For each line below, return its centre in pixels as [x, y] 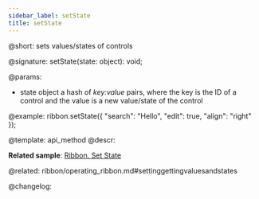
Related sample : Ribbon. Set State [65, 155]
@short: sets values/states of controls [71, 45]
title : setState [35, 23]
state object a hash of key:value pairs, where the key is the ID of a [128, 92]
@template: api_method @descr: [62, 139]
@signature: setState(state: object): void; [76, 61]
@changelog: [30, 186]
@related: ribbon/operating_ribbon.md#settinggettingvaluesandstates [123, 170]
